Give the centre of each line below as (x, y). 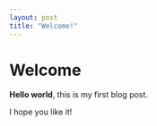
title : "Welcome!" (44, 26)
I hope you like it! (41, 112)
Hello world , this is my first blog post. (78, 95)
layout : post (34, 17)
